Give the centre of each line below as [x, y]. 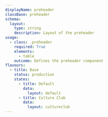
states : [22, 79]
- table [26, 56]
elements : [24, 51]
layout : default [44, 93]
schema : [13, 19]
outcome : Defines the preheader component [59, 61]
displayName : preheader [30, 10]
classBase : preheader [28, 14]
